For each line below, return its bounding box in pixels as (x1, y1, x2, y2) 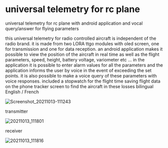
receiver (5, 127, 23, 134)
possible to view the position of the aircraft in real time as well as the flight (5, 51, 160, 57)
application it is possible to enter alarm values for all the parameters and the (5, 62, 163, 68)
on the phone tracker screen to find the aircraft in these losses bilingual (5, 83, 154, 89)
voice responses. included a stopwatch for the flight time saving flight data (5, 78, 160, 84)
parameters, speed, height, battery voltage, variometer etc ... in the (5, 56, 145, 62)
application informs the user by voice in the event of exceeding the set (5, 67, 152, 73)
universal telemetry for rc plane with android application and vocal (5, 20, 143, 26)
